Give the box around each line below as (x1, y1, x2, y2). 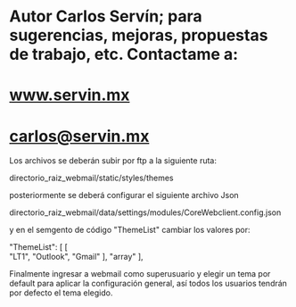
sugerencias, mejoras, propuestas (9, 25, 268, 46)
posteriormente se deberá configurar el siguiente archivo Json (9, 190, 239, 201)
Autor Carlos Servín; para (9, 6, 202, 27)
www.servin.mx (9, 85, 130, 105)
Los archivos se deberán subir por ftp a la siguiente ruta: (9, 155, 217, 166)
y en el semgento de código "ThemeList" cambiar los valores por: (9, 225, 251, 236)
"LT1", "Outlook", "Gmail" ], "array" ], (9, 252, 144, 262)
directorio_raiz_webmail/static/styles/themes (9, 172, 174, 184)
